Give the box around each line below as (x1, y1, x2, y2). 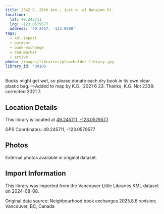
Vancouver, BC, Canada (5, 203, 54, 209)
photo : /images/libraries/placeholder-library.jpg (5, 59, 114, 64)
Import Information (5, 169, 66, 178)
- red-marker (10, 50, 37, 55)
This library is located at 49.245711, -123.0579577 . (5, 116, 110, 122)
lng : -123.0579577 (10, 21, 49, 27)
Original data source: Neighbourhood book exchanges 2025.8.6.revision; (5, 198, 156, 204)
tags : (5, 31, 17, 36)
